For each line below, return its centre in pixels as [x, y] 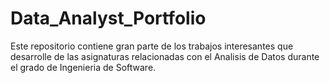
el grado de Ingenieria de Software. [83, 67]
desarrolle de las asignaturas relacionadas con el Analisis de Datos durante [165, 56]
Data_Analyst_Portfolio [108, 18]
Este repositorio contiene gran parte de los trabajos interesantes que [152, 46]
